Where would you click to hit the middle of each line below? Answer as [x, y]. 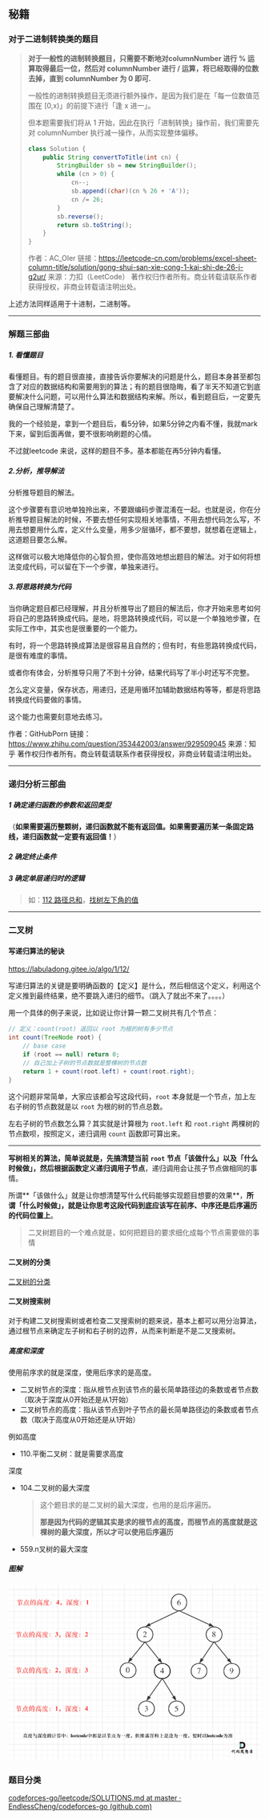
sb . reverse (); [80, 216]
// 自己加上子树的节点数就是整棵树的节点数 [85, 1063]
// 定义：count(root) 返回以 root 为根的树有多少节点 [91, 1029]
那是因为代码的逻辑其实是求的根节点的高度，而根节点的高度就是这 [149, 1522]
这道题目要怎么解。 [40, 539]
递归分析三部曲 [37, 783]
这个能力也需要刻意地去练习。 [57, 717]
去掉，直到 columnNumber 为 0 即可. [90, 78]
